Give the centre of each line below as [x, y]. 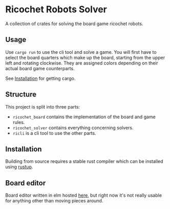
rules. [19, 122]
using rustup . [19, 167]
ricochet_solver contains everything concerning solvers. [73, 128]
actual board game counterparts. [40, 68]
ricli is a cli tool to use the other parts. [54, 133]
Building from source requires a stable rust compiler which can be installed [84, 161]
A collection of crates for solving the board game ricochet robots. [74, 24]
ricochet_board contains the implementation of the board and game [84, 117]
